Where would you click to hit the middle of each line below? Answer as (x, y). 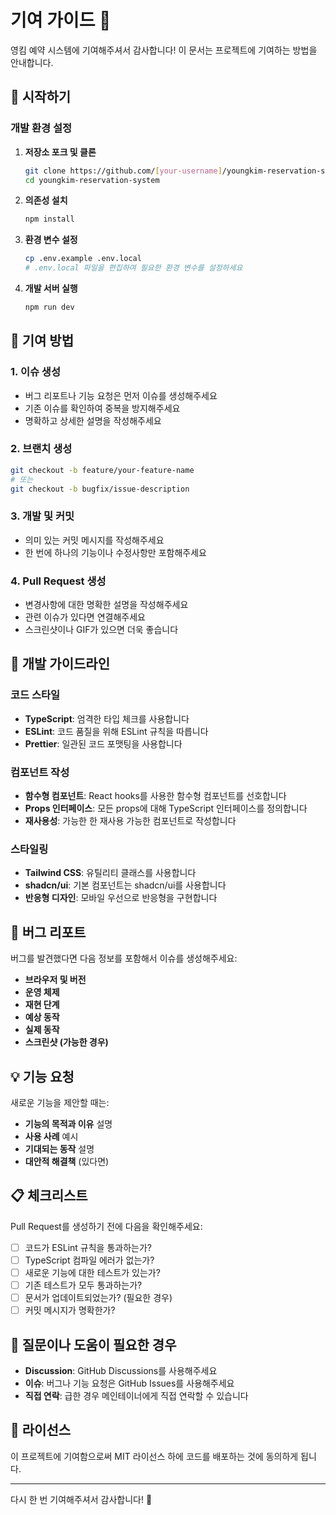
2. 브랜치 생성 (41, 449)
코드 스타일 (35, 695)
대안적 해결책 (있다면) (67, 1161)
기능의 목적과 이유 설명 (68, 1123)
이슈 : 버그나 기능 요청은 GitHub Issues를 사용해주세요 (129, 1383)
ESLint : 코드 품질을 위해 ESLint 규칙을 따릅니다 (116, 731)
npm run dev (49, 307)
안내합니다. (32, 62)
